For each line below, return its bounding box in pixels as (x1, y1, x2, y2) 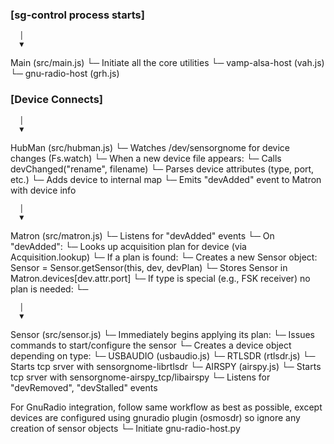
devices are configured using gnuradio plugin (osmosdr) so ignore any (10, 411, 301, 423)
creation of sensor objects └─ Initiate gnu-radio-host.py (10, 422, 241, 434)
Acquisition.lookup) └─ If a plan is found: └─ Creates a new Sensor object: (10, 251, 318, 263)
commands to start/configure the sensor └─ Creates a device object (10, 339, 292, 351)
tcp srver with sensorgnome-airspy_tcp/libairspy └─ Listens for (10, 371, 271, 383)
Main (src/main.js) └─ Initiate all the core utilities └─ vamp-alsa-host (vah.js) (10, 57, 325, 69)
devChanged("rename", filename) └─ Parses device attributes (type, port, (10, 163, 315, 175)
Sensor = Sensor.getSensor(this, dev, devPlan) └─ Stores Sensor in (10, 261, 288, 273)
